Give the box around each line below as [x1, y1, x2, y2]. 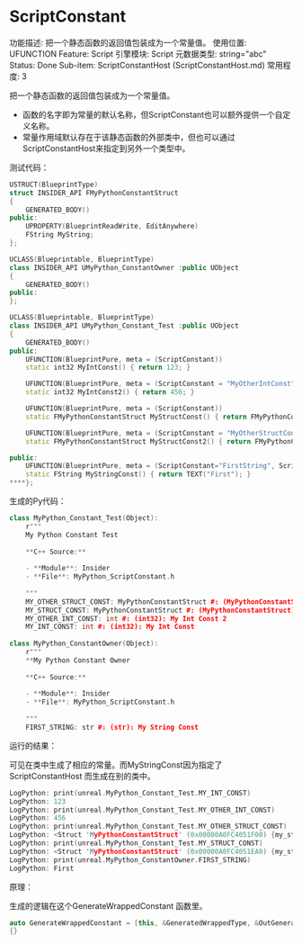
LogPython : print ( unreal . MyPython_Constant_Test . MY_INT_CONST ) [9, 788, 252, 797]
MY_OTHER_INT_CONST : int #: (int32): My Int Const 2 [25, 614, 227, 623]
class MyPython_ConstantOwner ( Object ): [9, 639, 159, 649]
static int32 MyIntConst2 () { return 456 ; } [25, 388, 195, 397]
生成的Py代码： [9, 496, 67, 507]
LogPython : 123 [9, 796, 67, 806]
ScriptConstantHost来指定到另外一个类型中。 [22, 142, 191, 154]
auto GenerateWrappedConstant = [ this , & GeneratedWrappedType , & [9, 918, 259, 928]
